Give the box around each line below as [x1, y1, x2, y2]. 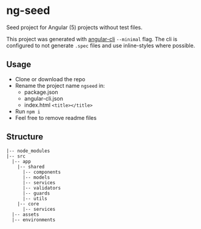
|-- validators [22, 185, 61, 191]
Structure [6, 131, 44, 142]
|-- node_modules [6, 148, 50, 154]
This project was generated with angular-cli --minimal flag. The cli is [6, 35, 178, 42]
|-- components [22, 169, 61, 175]
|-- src [6, 153, 26, 159]
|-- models [22, 174, 50, 181]
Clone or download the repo [15, 75, 86, 82]
